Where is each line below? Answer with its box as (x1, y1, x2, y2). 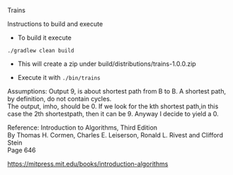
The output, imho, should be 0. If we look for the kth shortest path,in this (7, 102, 219, 111)
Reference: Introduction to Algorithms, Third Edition (7, 123, 158, 132)
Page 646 (7, 146, 36, 154)
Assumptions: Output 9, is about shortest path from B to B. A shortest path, (7, 87, 227, 95)
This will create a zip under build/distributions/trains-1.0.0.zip (17, 60, 196, 68)
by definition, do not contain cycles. (7, 95, 112, 103)
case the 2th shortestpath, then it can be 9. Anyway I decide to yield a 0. (7, 110, 220, 118)
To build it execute (17, 33, 72, 42)
